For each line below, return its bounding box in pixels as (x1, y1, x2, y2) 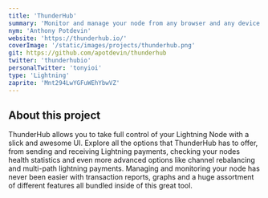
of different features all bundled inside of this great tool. (8, 181, 193, 191)
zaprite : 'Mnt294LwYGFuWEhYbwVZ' (8, 79, 120, 87)
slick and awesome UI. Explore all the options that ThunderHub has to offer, (8, 138, 258, 148)
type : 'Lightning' (8, 71, 70, 79)
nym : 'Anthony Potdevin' (8, 26, 91, 34)
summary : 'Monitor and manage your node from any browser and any (8, 19, 235, 27)
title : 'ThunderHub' (8, 11, 78, 20)
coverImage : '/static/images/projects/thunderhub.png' (8, 42, 196, 50)
